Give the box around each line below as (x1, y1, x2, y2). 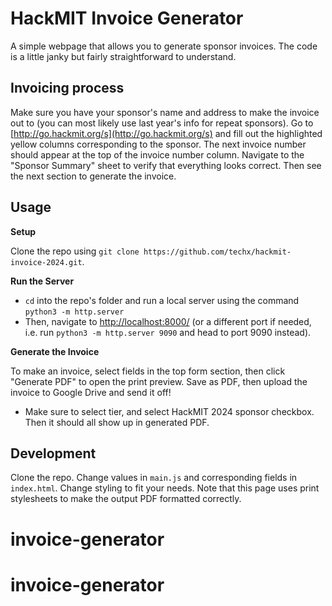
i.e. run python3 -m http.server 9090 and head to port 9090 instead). (24, 326, 312, 338)
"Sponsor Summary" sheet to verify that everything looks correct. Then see (10, 159, 322, 171)
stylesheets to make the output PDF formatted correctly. (10, 493, 242, 505)
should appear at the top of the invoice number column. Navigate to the (10, 148, 305, 161)
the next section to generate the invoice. (10, 170, 177, 182)
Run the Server (10, 275, 75, 287)
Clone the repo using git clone (10, 245, 140, 257)
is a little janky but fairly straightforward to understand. (10, 50, 237, 62)
